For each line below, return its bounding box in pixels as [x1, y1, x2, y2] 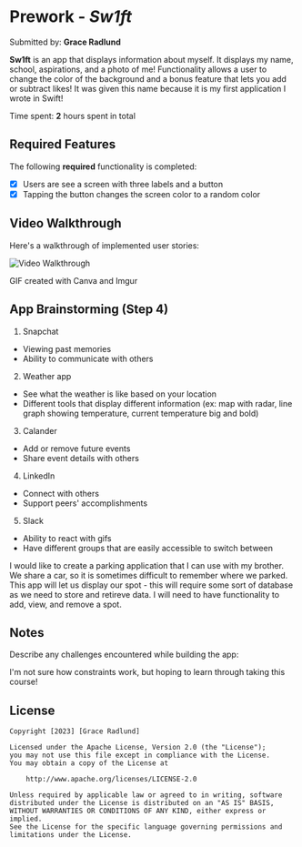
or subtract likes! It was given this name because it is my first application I [9, 83, 287, 94]
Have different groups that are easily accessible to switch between [22, 542, 273, 553]
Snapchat [22, 326, 59, 337]
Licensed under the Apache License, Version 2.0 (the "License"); [9, 743, 267, 752]
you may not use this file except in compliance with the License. [9, 751, 271, 761]
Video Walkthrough [9, 216, 122, 231]
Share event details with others [22, 452, 139, 463]
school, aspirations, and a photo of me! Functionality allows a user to [9, 64, 267, 75]
